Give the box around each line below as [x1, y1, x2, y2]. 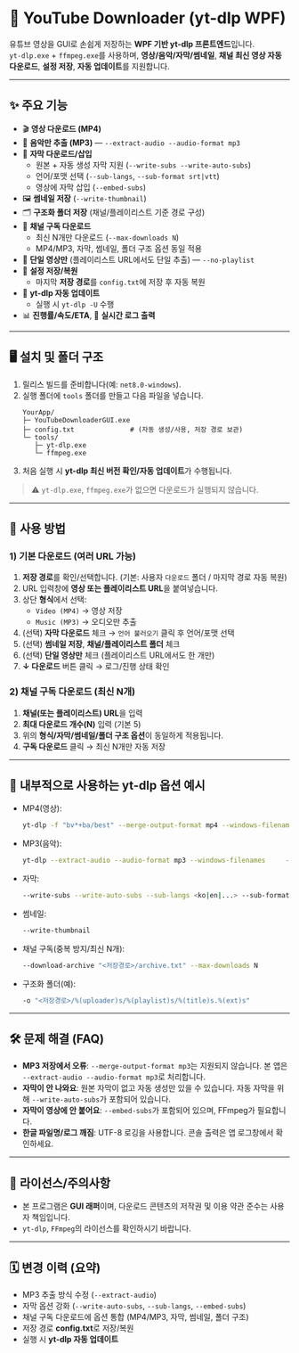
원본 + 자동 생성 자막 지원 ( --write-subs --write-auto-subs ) [35, 160, 252, 170]
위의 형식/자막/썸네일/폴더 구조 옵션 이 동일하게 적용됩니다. [21, 730, 224, 741]
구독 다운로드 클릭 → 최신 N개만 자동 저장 [21, 741, 166, 751]
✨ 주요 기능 [9, 98, 69, 113]
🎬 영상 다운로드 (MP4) [21, 123, 102, 134]
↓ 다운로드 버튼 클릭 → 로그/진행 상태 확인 [21, 661, 170, 672]
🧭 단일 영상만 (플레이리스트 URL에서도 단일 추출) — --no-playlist [21, 254, 255, 265]
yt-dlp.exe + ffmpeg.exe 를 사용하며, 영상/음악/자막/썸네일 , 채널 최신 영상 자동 [9, 49, 282, 61]
